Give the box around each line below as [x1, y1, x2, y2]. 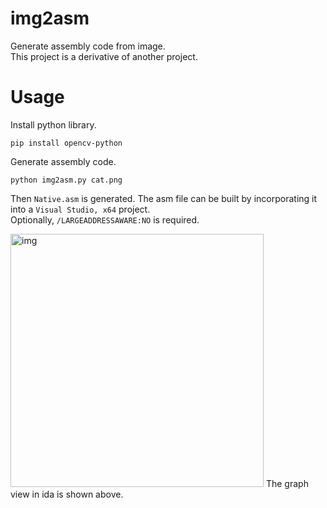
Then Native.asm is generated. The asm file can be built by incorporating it [10, 192, 318, 204]
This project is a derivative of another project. [10, 50, 198, 62]
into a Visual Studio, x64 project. [10, 203, 151, 215]
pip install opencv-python [10, 138, 123, 148]
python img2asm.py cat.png [10, 175, 123, 185]
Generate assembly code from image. [10, 40, 166, 52]
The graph [265, 477, 309, 489]
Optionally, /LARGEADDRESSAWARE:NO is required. [10, 213, 200, 226]
